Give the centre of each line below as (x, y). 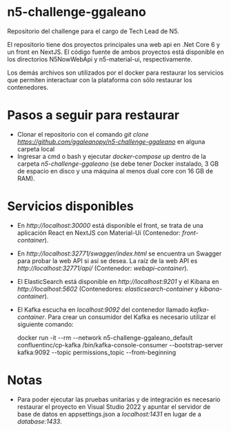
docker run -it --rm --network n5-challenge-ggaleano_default (105, 337)
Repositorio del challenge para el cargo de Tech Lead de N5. (93, 31)
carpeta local (36, 149)
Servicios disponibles (71, 206)
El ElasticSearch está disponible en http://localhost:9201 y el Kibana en (118, 281)
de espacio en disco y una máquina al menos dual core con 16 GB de (115, 171)
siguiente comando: (45, 324)
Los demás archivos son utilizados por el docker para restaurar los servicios (115, 73)
